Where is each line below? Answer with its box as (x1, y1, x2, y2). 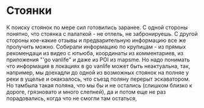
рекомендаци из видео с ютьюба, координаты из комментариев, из (6, 49, 184, 56)
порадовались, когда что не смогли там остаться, (6, 95, 137, 102)
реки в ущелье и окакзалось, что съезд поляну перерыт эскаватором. (6, 75, 190, 83)
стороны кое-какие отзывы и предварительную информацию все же (6, 36, 186, 44)
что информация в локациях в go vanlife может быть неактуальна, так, (6, 62, 191, 70)
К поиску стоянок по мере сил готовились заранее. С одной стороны (6, 24, 188, 31)
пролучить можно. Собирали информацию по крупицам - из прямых (6, 43, 186, 50)
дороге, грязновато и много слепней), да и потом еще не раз (6, 88, 166, 95)
